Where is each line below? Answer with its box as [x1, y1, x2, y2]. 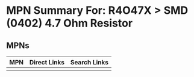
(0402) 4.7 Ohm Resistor [6, 16, 133, 30]
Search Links [70, 58, 109, 66]
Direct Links [29, 58, 65, 66]
